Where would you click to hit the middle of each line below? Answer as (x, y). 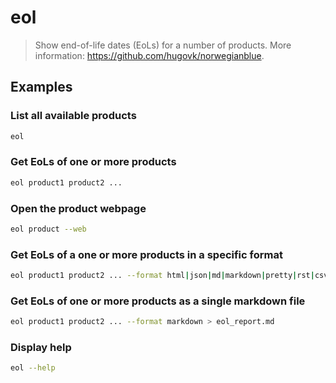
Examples (41, 87)
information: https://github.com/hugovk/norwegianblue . (149, 55)
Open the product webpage (78, 208)
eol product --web (48, 229)
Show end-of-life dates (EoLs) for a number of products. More (163, 45)
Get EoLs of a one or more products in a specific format (146, 254)
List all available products (73, 116)
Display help (41, 348)
